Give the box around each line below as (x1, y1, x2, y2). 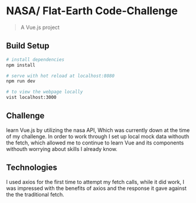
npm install (6, 62, 35, 68)
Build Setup (6, 41, 50, 51)
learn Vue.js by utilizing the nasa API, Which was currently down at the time (6, 126, 190, 134)
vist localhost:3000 (6, 95, 57, 101)
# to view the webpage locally (6, 89, 83, 95)
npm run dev (6, 78, 35, 84)
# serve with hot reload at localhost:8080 (6, 73, 115, 79)
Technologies (6, 163, 58, 173)
